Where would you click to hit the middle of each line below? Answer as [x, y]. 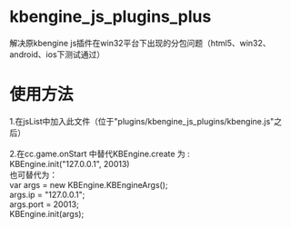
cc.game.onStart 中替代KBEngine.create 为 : [107, 154]
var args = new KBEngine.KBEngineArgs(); [89, 184]
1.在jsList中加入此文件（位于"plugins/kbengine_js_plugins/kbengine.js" [142, 121]
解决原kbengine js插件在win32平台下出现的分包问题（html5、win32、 [140, 43]
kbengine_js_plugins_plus [110, 17]
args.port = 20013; [44, 204]
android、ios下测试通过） [57, 54]
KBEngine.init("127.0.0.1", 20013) [70, 164]
